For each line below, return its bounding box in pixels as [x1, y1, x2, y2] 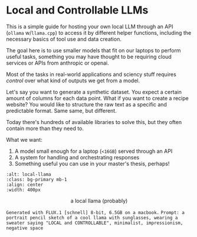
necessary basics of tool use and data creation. [6, 35, 122, 42]
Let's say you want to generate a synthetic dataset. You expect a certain [6, 88, 182, 95]
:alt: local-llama [6, 171, 51, 177]
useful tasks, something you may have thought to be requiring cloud [6, 53, 172, 60]
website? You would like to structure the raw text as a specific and [6, 101, 167, 108]
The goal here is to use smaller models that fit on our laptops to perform [6, 46, 181, 54]
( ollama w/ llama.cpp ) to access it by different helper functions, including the [6, 29, 192, 36]
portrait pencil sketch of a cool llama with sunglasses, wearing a [6, 215, 178, 221]
